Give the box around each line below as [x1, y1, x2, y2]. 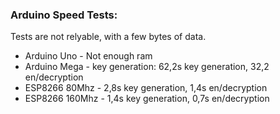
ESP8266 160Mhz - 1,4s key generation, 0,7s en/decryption [24, 93, 270, 105]
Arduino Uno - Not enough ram [24, 50, 153, 62]
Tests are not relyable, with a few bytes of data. [10, 31, 207, 43]
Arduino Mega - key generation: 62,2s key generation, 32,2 [24, 61, 270, 73]
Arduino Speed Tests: [10, 8, 118, 22]
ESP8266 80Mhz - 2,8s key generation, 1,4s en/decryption [24, 82, 268, 94]
